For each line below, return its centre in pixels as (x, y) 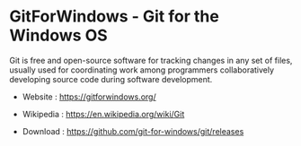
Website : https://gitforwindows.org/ (89, 97)
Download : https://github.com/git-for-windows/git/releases (133, 131)
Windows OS (58, 35)
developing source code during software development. (111, 79)
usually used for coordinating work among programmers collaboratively (142, 70)
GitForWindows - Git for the (115, 17)
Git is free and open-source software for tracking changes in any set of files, (151, 60)
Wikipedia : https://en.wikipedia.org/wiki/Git (103, 114)
